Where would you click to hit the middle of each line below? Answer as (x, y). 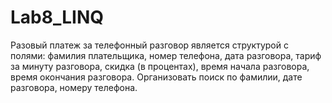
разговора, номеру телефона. (74, 87)
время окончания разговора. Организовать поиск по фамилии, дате (156, 77)
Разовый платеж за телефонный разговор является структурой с (149, 45)
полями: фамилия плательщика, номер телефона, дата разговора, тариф (166, 55)
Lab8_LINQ (57, 17)
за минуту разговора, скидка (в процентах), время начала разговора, (160, 66)
